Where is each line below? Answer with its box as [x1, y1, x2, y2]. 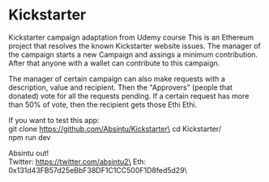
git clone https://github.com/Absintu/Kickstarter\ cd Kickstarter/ [8, 124, 221, 133]
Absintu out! [8, 148, 49, 158]
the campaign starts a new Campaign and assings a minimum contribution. [8, 49, 258, 59]
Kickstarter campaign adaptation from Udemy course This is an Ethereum [8, 32, 254, 42]
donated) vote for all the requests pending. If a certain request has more [8, 91, 250, 100]
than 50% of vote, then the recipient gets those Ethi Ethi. [8, 99, 198, 109]
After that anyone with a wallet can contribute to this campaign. [8, 58, 220, 68]
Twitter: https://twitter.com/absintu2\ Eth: [8, 156, 147, 167]
